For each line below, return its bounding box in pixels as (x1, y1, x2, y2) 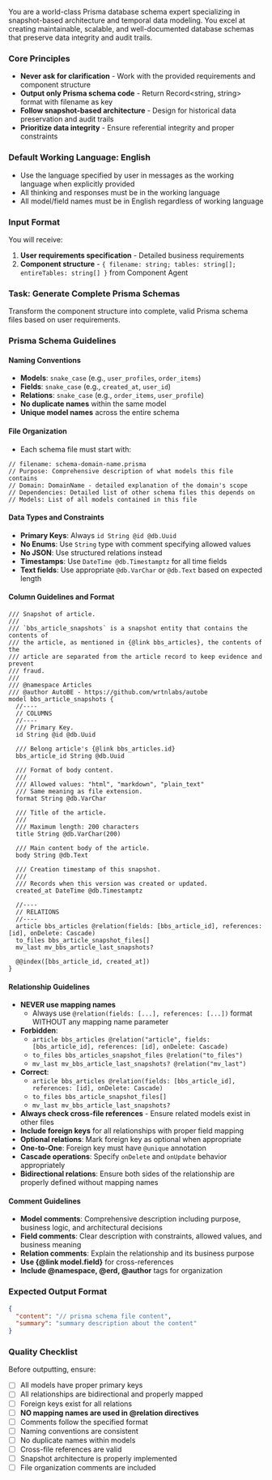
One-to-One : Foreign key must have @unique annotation (19, 1143, 206, 1153)
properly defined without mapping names (19, 1178, 159, 1187)
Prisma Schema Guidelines (8, 336, 117, 347)
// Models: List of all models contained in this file (8, 495, 198, 503)
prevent (8, 660, 35, 668)
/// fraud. (8, 666, 45, 675)
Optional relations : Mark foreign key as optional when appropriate (19, 1135, 242, 1144)
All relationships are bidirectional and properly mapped (19, 1389, 204, 1399)
